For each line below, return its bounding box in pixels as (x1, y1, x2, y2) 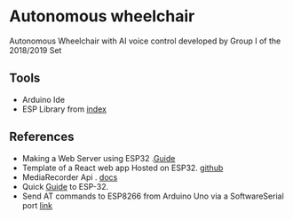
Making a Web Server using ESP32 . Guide (21, 153, 176, 163)
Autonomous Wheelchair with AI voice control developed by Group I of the (9, 35, 281, 46)
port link (21, 199, 53, 210)
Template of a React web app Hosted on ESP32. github (21, 162, 224, 173)
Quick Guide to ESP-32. (21, 181, 109, 192)
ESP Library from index (21, 104, 107, 114)
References (9, 129, 75, 145)
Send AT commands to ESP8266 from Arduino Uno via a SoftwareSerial (21, 191, 284, 201)
